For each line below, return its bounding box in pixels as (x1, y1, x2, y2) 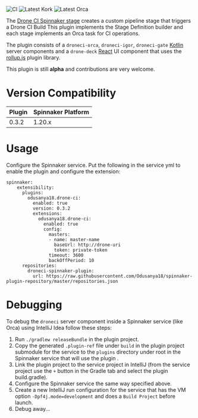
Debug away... (14, 405, 51, 412)
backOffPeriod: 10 (48, 257, 95, 263)
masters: (48, 231, 70, 238)
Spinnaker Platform (33, 108, 89, 116)
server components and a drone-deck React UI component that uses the (6, 48, 182, 55)
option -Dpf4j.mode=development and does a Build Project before (14, 392, 175, 400)
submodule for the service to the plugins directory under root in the (14, 348, 181, 355)
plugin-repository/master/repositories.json (6, 278, 118, 284)
